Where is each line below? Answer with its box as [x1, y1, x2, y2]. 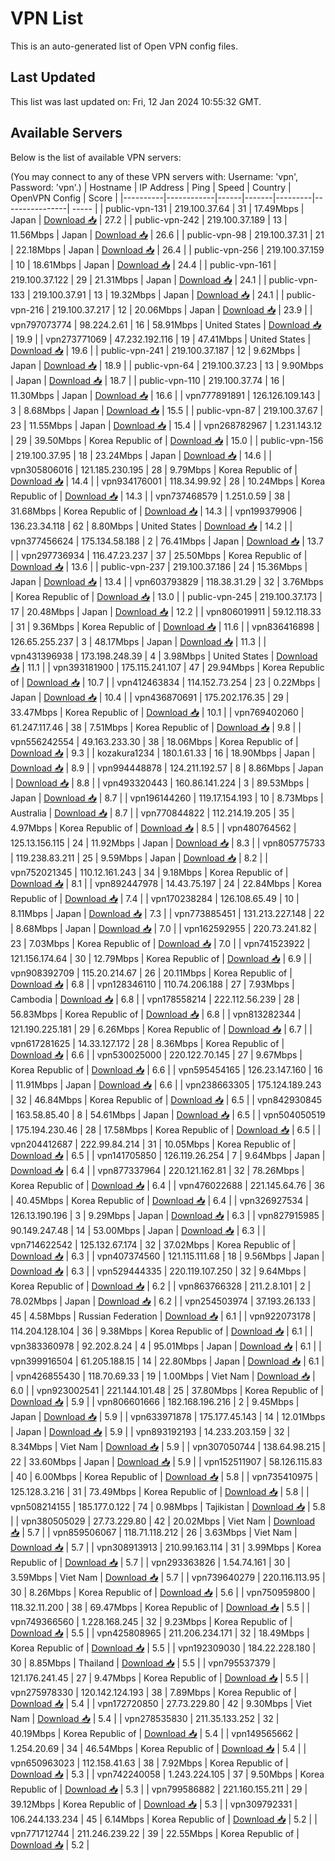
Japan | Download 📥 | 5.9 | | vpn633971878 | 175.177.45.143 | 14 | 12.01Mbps [10, 1410, 326, 1422]
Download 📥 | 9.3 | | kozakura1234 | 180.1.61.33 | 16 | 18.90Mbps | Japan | [10, 747, 316, 759]
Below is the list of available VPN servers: [10, 151, 182, 163]
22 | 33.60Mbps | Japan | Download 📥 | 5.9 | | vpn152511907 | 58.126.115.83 [10, 1455, 323, 1467]
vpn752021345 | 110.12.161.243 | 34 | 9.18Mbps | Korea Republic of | [10, 866, 289, 878]
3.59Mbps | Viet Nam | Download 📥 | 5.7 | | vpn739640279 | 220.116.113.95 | [10, 1571, 326, 1583]
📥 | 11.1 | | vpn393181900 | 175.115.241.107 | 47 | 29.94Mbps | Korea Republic [10, 661, 325, 673]
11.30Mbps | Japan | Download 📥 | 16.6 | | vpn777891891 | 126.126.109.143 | [10, 389, 321, 401]
